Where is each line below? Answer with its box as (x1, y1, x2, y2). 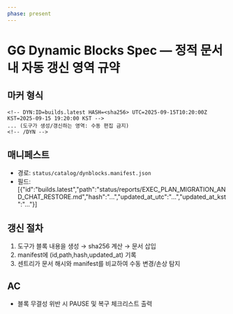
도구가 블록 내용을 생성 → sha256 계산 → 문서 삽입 (17, 242, 157, 251)
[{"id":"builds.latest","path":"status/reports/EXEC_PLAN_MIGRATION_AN (17, 186, 226, 194)
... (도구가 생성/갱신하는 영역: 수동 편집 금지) (7, 122, 130, 129)
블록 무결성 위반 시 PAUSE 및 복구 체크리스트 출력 (17, 299, 153, 308)
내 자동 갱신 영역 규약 (7, 60, 121, 75)
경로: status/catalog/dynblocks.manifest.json (17, 169, 151, 177)
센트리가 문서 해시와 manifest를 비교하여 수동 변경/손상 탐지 (17, 260, 181, 268)
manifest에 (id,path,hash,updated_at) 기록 (17, 251, 137, 259)
